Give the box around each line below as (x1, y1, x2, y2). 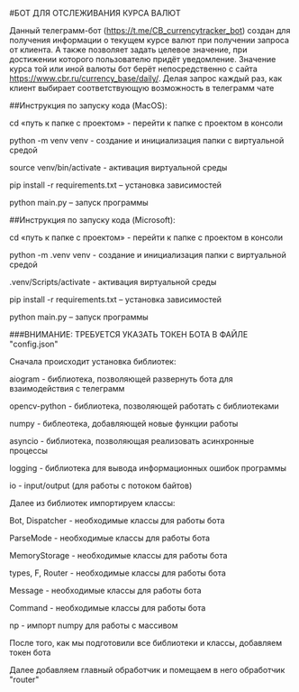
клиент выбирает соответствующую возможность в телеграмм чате (9, 83, 275, 93)
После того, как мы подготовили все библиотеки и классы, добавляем (9, 638, 282, 648)
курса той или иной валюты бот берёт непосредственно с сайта (9, 63, 258, 74)
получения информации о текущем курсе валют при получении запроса (9, 35, 290, 45)
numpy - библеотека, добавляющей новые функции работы (9, 419, 239, 429)
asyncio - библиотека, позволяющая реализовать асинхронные (9, 436, 255, 446)
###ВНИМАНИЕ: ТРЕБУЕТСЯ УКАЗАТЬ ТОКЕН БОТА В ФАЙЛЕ (9, 329, 249, 339)
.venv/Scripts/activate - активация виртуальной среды (9, 277, 217, 287)
